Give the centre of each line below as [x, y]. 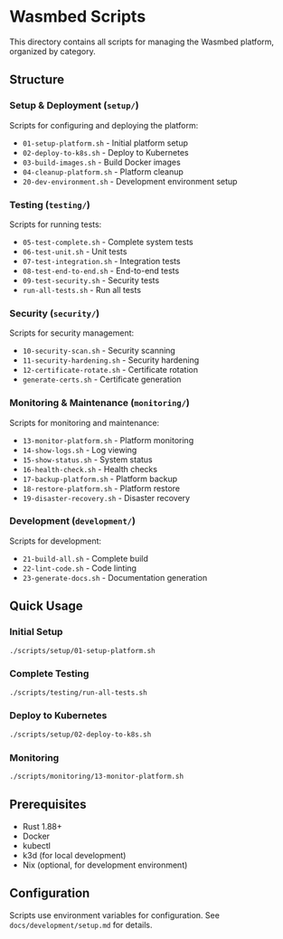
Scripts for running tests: [56, 224]
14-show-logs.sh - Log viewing [80, 450]
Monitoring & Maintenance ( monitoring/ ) [99, 403]
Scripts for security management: [72, 333]
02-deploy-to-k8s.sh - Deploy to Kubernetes [105, 152]
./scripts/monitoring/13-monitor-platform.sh [96, 777]
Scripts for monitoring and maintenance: [85, 422]
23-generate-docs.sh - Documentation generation [115, 577]
